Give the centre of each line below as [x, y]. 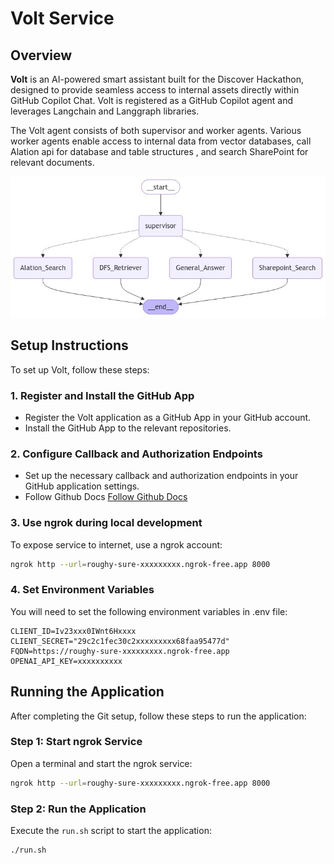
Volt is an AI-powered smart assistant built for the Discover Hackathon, [157, 79]
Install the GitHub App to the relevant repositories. [128, 428]
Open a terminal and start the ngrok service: [101, 763]
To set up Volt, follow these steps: [80, 369]
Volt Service [62, 18]
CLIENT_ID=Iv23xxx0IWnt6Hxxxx [73, 631]
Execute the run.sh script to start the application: [111, 831]
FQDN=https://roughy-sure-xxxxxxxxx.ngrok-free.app [120, 651]
